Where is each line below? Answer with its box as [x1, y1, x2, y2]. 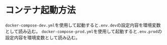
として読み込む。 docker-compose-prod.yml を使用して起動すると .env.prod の [5, 28, 162, 34]
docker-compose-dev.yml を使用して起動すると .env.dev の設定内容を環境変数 [5, 22, 161, 28]
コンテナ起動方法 [5, 4, 76, 16]
